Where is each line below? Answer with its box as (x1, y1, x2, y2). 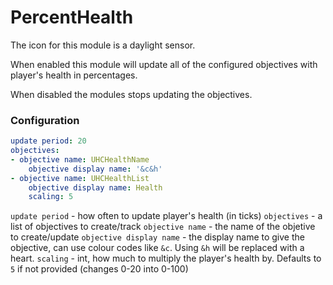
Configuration (10, 113, 80, 127)
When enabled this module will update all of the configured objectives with (10, 58, 318, 70)
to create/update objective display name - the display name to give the (10, 231, 305, 243)
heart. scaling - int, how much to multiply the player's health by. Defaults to (10, 252, 322, 265)
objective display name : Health (28, 182, 163, 193)
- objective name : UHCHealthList (10, 173, 150, 183)
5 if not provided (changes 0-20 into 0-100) (10, 263, 189, 275)
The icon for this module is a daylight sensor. (10, 39, 196, 51)
